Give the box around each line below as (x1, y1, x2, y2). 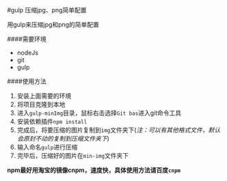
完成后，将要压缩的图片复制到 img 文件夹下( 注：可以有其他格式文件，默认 (16, 126, 221, 134)
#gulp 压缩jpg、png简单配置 (7, 6, 87, 14)
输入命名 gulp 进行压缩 (16, 143, 78, 151)
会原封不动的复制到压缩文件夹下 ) (16, 135, 109, 142)
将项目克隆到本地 (16, 100, 66, 108)
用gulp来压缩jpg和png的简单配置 (7, 20, 99, 29)
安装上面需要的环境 (16, 92, 72, 100)
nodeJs (16, 48, 39, 57)
